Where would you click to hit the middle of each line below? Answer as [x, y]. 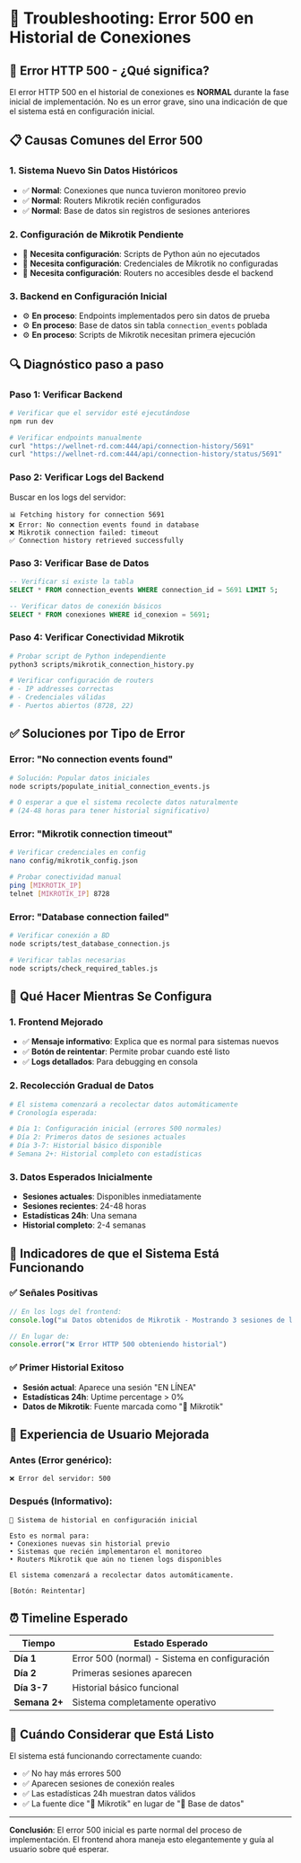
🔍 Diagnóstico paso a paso [86, 364]
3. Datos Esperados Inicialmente [81, 1176]
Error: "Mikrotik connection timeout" [91, 834]
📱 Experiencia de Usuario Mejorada [109, 1435]
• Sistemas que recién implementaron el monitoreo [106, 1551]
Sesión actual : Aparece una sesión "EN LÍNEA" [109, 1387]
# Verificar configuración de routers [82, 681]
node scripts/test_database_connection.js [90, 944]
